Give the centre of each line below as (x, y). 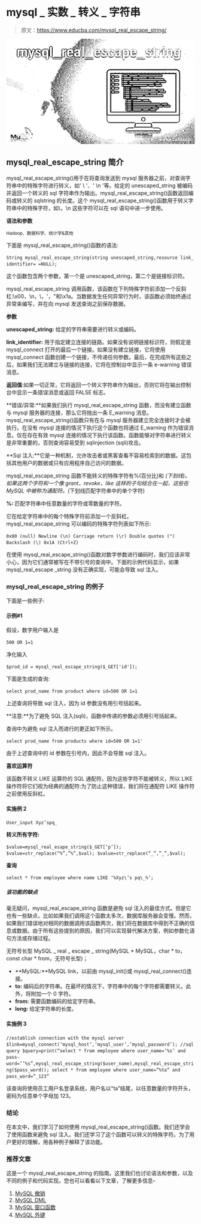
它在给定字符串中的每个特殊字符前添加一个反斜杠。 (69, 516)
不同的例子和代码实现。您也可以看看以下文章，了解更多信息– (81, 1181)
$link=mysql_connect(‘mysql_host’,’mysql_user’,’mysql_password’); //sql (100, 1044)
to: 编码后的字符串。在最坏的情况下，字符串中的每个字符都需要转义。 (100, 986)
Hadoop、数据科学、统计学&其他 (40, 233)
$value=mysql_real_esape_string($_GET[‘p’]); (64, 847)
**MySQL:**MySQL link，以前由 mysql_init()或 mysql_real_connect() (100, 971)
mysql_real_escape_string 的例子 (55, 586)
